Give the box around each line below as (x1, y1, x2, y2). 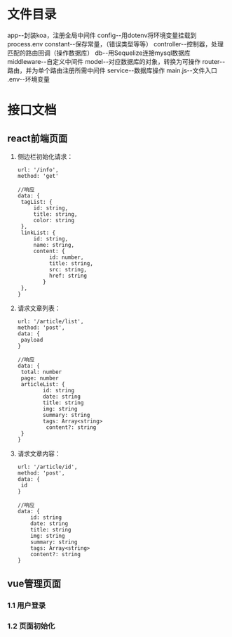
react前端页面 (7, 132, 68, 144)
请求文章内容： (17, 449, 61, 458)
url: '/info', (17, 166, 59, 173)
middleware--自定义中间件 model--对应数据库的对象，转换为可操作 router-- (7, 57, 226, 65)
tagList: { (20, 198, 53, 205)
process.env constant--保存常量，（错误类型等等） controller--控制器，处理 (7, 39, 224, 48)
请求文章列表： (17, 304, 61, 312)
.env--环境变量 (7, 75, 50, 83)
